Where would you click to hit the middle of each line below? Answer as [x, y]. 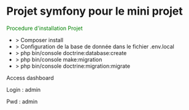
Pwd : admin [22, 101]
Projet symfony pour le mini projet [94, 11]
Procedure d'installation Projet [44, 28]
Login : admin [24, 89]
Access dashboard [30, 78]
